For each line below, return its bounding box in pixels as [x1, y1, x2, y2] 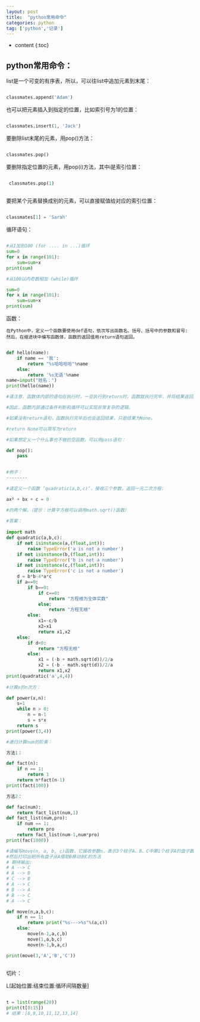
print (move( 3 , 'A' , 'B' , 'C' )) [6, 952, 76, 959]
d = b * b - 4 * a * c [17, 574, 52, 579]
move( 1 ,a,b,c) [27, 936, 62, 942]
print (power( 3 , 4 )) [6, 728, 52, 734]
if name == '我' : [17, 355, 59, 361]
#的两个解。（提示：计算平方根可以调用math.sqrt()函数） [6, 507, 129, 513]
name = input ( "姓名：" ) [6, 378, 57, 384]
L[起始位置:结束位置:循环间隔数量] [6, 982, 89, 989]
